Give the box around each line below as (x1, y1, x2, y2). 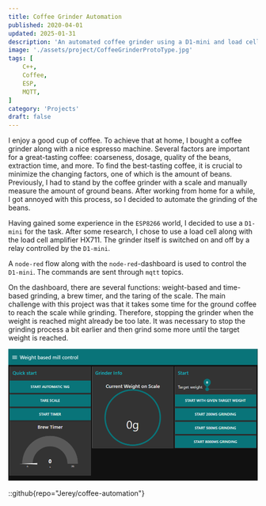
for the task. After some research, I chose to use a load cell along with (24, 226, 253, 237)
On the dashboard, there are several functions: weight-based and (8, 283, 222, 292)
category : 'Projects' (8, 105, 80, 112)
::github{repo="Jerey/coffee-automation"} (8, 489, 145, 498)
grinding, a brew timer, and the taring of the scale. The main (30, 291, 226, 301)
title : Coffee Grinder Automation (8, 13, 123, 21)
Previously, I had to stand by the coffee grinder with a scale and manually (8, 178, 248, 188)
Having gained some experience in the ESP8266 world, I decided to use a (8, 219, 243, 228)
